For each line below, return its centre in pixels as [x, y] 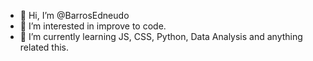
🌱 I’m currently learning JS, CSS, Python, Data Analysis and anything [161, 36]
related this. [44, 47]
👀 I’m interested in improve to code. [93, 26]
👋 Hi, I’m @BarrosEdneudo [74, 15]
